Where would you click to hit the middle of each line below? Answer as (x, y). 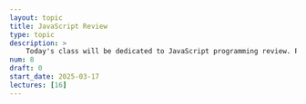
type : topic (32, 34)
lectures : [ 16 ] (38, 85)
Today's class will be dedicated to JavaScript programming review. (158, 52)
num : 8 (22, 60)
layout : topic (36, 18)
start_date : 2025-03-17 (55, 77)
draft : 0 (26, 69)
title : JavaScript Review (58, 26)
